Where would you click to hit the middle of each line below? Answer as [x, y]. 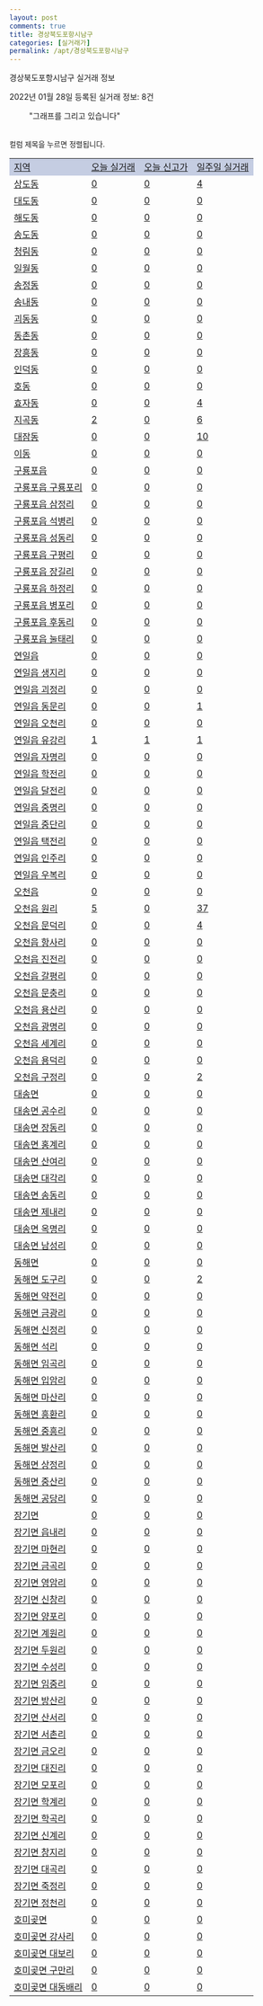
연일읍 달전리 [40, 791]
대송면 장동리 [40, 1128]
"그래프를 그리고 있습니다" [75, 116]
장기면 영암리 [40, 1583]
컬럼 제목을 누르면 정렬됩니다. [57, 144]
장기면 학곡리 [40, 1819]
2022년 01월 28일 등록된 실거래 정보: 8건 [82, 97]
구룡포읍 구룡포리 [48, 488]
